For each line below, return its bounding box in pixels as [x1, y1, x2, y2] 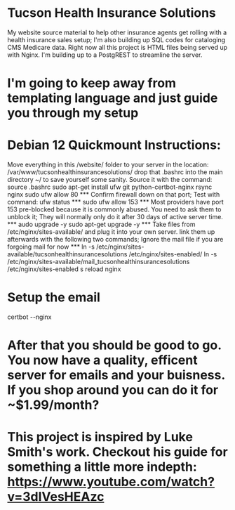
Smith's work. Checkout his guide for [7, 444, 228, 460]
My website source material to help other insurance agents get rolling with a [7, 28, 227, 37]
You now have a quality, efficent [7, 353, 198, 368]
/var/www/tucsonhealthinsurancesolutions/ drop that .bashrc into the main [7, 168, 223, 176]
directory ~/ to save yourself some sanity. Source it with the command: [7, 176, 213, 184]
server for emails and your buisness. [7, 367, 226, 384]
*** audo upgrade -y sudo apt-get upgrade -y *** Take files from [7, 220, 196, 229]
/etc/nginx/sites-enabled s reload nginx [7, 265, 121, 273]
